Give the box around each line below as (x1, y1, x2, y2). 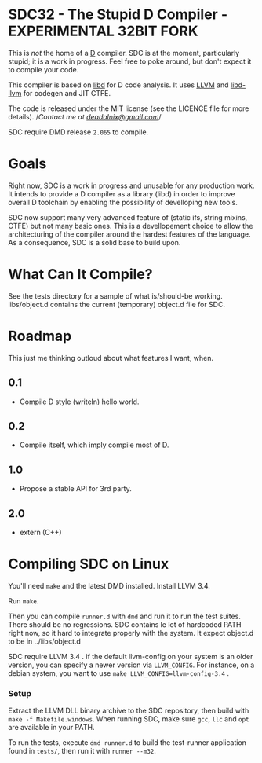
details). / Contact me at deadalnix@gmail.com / (8, 112, 162, 121)
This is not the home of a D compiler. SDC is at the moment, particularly (8, 48, 240, 57)
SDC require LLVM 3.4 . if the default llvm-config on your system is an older (8, 651, 253, 661)
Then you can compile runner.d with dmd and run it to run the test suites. (8, 611, 241, 621)
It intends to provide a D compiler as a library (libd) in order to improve (8, 189, 235, 198)
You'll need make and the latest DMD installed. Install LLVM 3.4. (8, 581, 210, 590)
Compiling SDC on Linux (8, 556, 169, 573)
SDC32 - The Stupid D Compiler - (8, 6, 228, 24)
